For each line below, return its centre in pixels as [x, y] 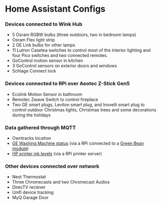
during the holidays [31, 115]
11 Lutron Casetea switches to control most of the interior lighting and [81, 50]
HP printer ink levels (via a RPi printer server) [57, 154]
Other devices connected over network [52, 166]
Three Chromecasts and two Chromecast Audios [61, 182]
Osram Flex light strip [33, 40]
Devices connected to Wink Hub [44, 24]
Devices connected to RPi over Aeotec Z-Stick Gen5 [67, 84]
